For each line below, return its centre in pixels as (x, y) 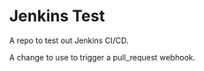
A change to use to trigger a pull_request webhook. (102, 57)
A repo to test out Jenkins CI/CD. (69, 40)
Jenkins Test (57, 16)
